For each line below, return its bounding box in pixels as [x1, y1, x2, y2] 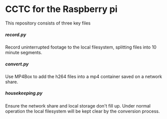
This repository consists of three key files [5, 20, 91, 26]
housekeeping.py [5, 90, 43, 96]
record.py [5, 31, 27, 37]
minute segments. [5, 49, 43, 55]
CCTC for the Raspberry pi [5, 3, 118, 15]
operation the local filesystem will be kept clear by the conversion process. [5, 108, 160, 114]
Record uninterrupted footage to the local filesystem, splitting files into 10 [5, 44, 157, 50]
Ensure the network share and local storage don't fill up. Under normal [5, 102, 151, 108]
